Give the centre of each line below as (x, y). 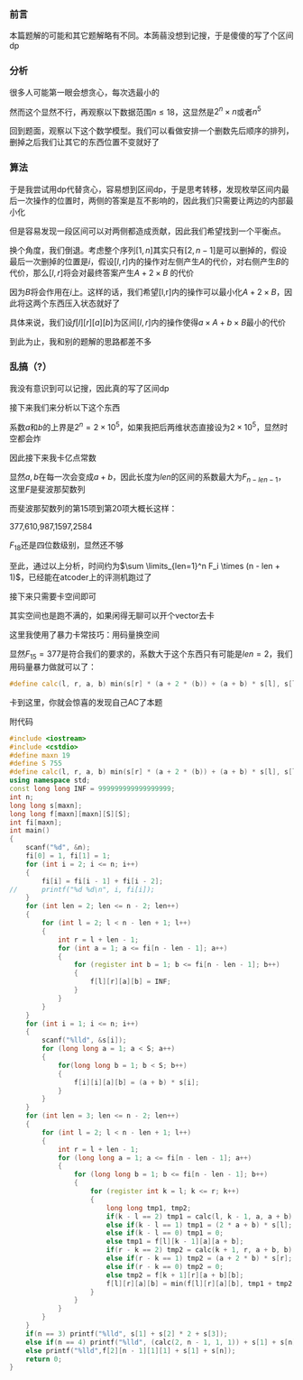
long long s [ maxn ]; (46, 805)
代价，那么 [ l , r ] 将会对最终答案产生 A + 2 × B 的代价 (102, 272)
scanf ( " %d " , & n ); (58, 848)
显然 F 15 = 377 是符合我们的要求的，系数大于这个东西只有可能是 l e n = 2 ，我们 (151, 655)
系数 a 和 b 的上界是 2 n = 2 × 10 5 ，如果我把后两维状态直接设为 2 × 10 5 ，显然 (145, 426)
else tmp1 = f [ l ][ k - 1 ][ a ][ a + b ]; (175, 1242)
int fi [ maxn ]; (36, 823)
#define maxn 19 (40, 755)
